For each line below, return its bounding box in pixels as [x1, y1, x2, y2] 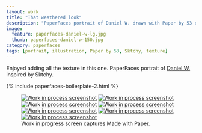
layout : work [6, 8, 39, 15]
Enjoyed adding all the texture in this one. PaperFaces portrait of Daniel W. [6, 64, 191, 72]
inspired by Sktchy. [6, 70, 54, 78]
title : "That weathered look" [6, 14, 82, 20]
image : [6, 25, 23, 32]
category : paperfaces [6, 43, 61, 49]
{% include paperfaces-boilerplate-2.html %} [6, 82, 118, 90]
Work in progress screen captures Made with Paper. [21, 120, 150, 127]
